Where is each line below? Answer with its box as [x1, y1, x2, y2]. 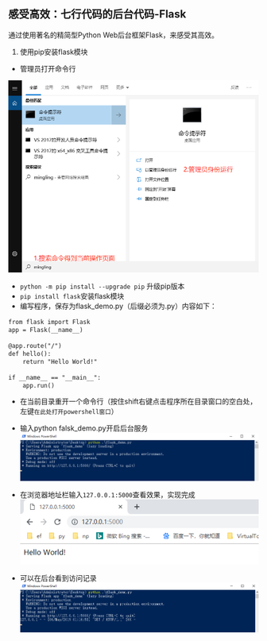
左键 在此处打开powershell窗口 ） [19, 407, 118, 416]
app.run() [22, 382, 56, 390]
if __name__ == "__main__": [8, 374, 102, 382]
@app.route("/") [8, 342, 62, 350]
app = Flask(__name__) [8, 326, 83, 334]
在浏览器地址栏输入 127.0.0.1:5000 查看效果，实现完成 [19, 490, 196, 500]
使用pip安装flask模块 [19, 47, 88, 56]
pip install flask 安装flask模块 [19, 292, 125, 301]
